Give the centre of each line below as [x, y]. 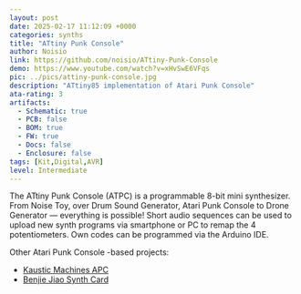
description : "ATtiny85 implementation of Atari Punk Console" [132, 86]
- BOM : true [41, 128]
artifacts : [30, 102]
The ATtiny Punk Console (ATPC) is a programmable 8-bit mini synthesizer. [150, 196]
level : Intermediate [49, 170]
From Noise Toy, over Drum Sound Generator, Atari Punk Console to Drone [150, 206]
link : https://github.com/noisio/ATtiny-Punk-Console [114, 60]
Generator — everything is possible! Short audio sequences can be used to [150, 216]
